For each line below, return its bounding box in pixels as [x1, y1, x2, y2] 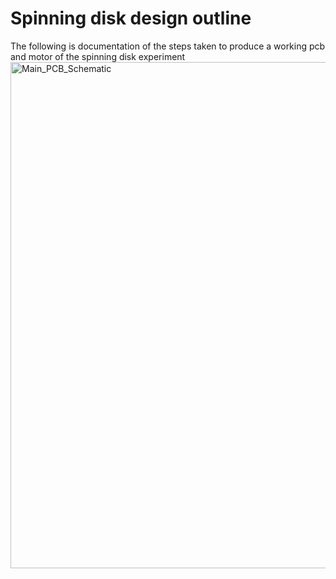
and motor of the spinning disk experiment [10, 50, 186, 62]
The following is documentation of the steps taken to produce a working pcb [10, 40, 326, 52]
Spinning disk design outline [10, 7, 252, 30]
